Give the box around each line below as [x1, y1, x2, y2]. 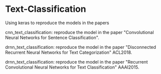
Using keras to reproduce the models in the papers [5, 20, 109, 26]
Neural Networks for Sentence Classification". [5, 35, 99, 40]
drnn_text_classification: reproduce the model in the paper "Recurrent [5, 59, 148, 65]
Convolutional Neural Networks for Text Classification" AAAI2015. [5, 64, 140, 70]
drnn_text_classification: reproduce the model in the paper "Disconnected [5, 44, 157, 50]
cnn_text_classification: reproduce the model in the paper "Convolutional [5, 29, 154, 35]
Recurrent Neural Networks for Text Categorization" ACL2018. [5, 49, 133, 55]
